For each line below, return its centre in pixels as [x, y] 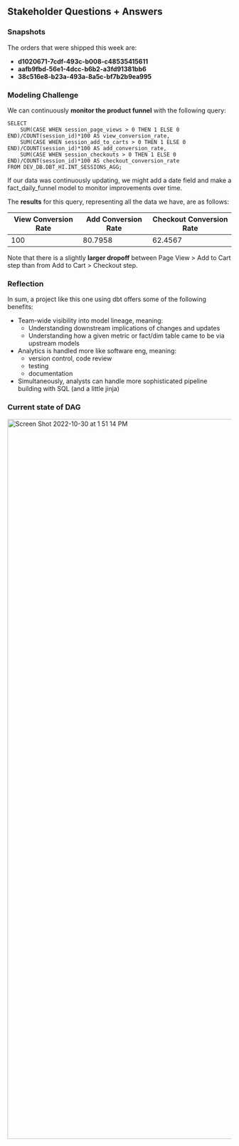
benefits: [20, 307]
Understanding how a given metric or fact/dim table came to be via [127, 336]
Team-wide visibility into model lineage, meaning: [90, 321]
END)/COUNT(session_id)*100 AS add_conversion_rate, [87, 148]
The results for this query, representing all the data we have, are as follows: [118, 202]
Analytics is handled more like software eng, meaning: [97, 351]
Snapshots [27, 32]
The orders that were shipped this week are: [72, 47]
